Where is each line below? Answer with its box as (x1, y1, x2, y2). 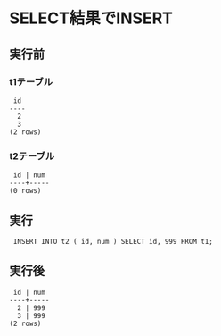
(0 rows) (9, 187, 42, 196)
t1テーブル (9, 75, 53, 88)
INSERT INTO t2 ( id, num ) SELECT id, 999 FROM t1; (12, 237, 214, 246)
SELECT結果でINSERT (9, 8, 174, 29)
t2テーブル (9, 149, 55, 162)
